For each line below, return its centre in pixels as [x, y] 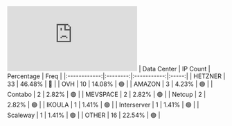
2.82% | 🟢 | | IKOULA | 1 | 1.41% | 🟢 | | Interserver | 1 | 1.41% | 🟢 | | [103, 105]
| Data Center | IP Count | [174, 69]
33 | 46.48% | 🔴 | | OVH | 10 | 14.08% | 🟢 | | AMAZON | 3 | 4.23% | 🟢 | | [110, 84]
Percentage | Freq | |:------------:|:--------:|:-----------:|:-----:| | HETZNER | [116, 76]
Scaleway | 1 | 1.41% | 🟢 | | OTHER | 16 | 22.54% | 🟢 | [84, 115]
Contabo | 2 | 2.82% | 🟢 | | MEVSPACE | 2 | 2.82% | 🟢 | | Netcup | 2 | [107, 94]
